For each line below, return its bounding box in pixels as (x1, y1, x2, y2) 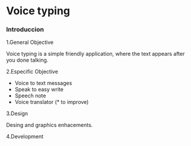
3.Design (6, 110, 28, 117)
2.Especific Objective (6, 68, 58, 75)
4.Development (6, 133, 43, 140)
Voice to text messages (14, 80, 72, 87)
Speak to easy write (14, 86, 64, 93)
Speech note (14, 92, 46, 99)
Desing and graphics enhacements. (6, 122, 93, 129)
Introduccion (6, 26, 44, 34)
